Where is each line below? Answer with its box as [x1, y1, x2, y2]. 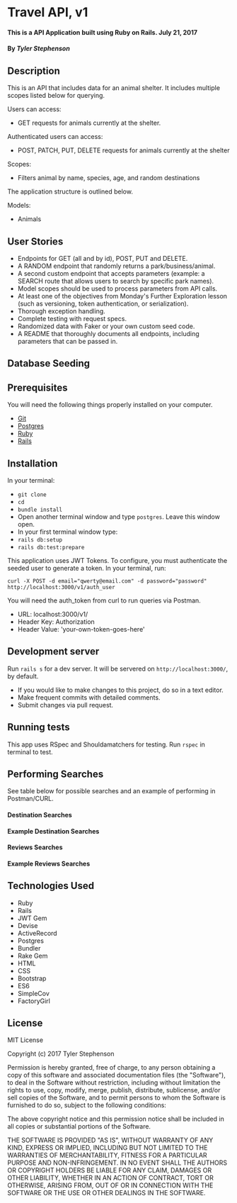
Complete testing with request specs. [17, 315, 127, 323]
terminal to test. [7, 747, 53, 756]
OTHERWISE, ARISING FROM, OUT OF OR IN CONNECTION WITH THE [7, 1181, 214, 1190]
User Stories [7, 235, 64, 247]
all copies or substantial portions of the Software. [7, 1122, 151, 1131]
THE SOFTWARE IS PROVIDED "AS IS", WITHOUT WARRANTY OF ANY [7, 1136, 214, 1145]
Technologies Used [7, 880, 94, 892]
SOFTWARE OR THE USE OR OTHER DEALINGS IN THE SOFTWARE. [7, 1189, 206, 1197]
